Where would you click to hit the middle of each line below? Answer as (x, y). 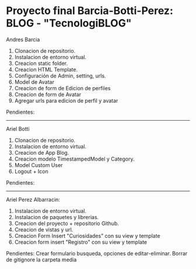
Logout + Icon (31, 171)
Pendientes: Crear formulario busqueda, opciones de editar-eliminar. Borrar (97, 253)
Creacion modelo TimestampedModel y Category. (75, 159)
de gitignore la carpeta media (41, 260)
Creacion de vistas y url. (44, 229)
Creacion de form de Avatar (48, 94)
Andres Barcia (23, 39)
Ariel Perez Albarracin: (33, 199)
